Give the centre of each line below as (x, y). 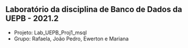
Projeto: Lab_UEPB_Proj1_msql (50, 32)
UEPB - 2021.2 (32, 19)
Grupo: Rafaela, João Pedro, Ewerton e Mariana (71, 38)
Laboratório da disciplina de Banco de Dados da (94, 10)
